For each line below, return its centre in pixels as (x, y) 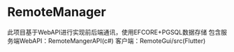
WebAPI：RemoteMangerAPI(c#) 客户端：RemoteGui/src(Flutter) (112, 41)
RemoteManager (57, 12)
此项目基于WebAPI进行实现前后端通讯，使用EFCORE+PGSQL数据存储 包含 (114, 32)
